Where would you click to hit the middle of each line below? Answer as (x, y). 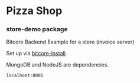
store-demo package (37, 29)
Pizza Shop (34, 11)
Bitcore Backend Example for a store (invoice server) (70, 42)
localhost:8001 (25, 76)
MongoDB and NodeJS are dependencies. (58, 65)
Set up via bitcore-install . (37, 54)
